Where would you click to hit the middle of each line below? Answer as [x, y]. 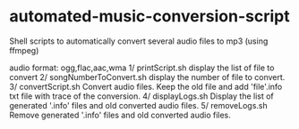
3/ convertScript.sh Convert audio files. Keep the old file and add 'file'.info [146, 86]
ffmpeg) [24, 50]
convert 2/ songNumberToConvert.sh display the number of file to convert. [147, 77]
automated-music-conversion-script [149, 16]
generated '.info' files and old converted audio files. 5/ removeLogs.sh [139, 105]
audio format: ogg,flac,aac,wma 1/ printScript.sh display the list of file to [142, 68]
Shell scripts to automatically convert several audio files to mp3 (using [139, 41]
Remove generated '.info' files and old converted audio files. [120, 115]
